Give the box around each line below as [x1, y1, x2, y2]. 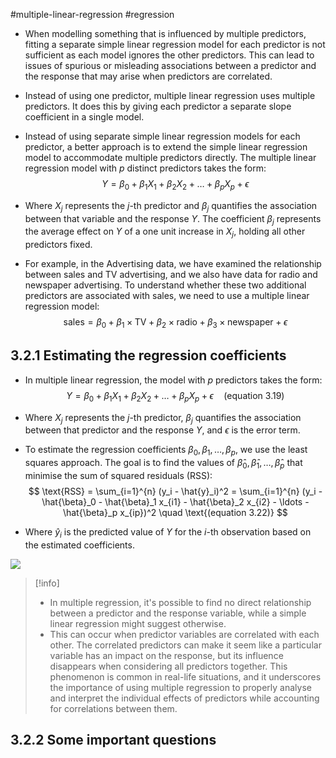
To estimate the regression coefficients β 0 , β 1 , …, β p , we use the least [24, 444, 308, 458]
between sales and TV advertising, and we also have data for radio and [24, 269, 318, 281]
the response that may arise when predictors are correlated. [24, 70, 273, 82]
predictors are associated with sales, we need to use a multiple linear [24, 290, 310, 302]
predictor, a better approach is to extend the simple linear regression [24, 141, 308, 153]
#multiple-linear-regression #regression [10, 9, 175, 20]
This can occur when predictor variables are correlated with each [49, 628, 320, 640]
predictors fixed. [24, 239, 93, 251]
